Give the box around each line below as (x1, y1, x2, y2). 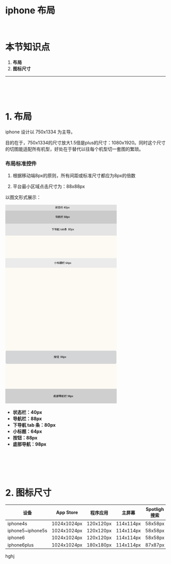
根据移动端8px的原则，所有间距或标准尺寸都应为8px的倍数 (12, 173, 136, 179)
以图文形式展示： (5, 194, 41, 201)
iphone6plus (7, 542, 34, 548)
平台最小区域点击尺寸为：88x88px (12, 183, 85, 189)
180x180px (86, 542, 112, 548)
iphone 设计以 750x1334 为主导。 (5, 129, 75, 135)
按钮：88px (12, 435, 38, 441)
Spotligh (146, 506, 164, 512)
